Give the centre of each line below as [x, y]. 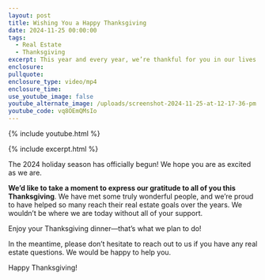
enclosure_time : [35, 89]
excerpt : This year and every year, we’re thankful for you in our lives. [134, 60]
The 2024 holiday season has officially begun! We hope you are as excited [130, 164]
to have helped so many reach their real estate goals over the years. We [125, 205]
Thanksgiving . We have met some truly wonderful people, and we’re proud [131, 196]
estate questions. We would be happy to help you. [90, 252]
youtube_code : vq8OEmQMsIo [53, 112]
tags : [17, 38]
